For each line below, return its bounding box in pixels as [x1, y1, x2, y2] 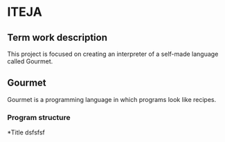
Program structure [7, 112, 71, 122]
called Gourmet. [7, 57, 53, 65]
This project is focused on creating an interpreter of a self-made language [7, 50, 219, 58]
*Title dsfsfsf [7, 128, 45, 136]
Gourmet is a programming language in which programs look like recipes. [7, 95, 217, 103]
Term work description [7, 32, 107, 43]
